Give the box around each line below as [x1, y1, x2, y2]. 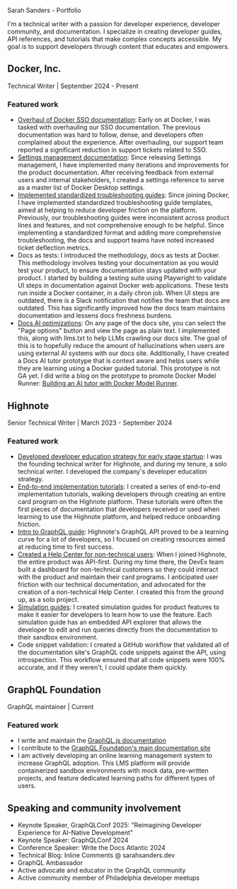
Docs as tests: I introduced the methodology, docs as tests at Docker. [17, 251, 221, 259]
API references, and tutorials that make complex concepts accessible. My [7, 35, 222, 43]
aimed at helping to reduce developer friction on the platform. [17, 206, 197, 215]
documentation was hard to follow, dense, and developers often [17, 130, 204, 139]
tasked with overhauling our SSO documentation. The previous [17, 123, 201, 132]
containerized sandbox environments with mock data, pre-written [17, 766, 209, 775]
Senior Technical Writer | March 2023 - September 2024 [7, 418, 173, 427]
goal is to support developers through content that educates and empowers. [7, 43, 230, 50]
